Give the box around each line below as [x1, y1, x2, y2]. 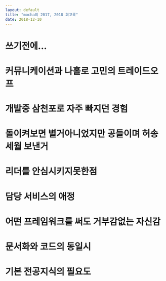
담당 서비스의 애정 [5, 191, 75, 203]
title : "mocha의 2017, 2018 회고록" [5, 12, 78, 17]
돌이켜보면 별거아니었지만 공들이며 [5, 128, 140, 140]
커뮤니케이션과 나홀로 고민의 [5, 65, 116, 76]
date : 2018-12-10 [5, 17, 42, 22]
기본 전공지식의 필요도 [5, 266, 91, 277]
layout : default [5, 7, 39, 13]
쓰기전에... [5, 40, 47, 52]
